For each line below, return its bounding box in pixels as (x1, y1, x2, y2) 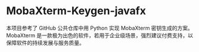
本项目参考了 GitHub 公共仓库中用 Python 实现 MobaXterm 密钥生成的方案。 (6, 24, 194, 31)
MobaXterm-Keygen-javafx (6, 4, 147, 18)
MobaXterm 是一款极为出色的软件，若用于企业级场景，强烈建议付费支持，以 (6, 31, 194, 39)
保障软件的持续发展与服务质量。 (6, 39, 85, 46)
